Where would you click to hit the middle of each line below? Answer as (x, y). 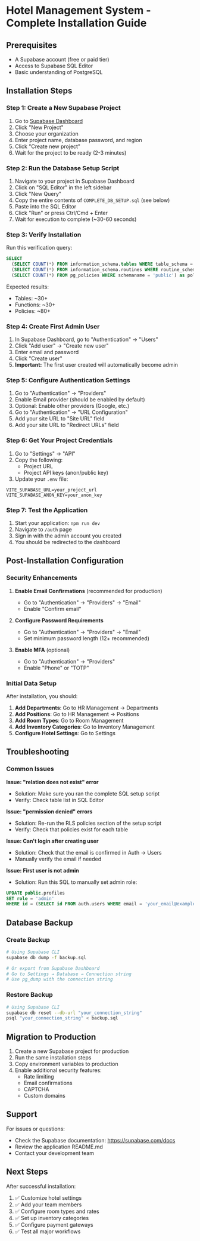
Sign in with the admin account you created (68, 536)
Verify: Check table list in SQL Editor (59, 800)
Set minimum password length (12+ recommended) (87, 638)
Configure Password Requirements (59, 620)
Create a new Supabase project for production (72, 1051)
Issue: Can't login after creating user (52, 841)
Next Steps (27, 1172)
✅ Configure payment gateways (54, 1224)
